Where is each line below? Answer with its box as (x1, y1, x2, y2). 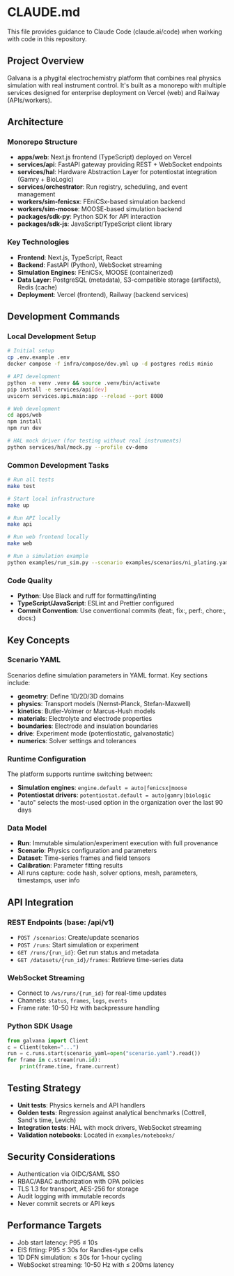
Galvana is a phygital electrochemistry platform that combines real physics (7, 73, 221, 82)
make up (7, 501, 30, 509)
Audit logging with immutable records (17, 1191, 125, 1200)
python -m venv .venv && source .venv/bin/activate (7, 379, 160, 387)
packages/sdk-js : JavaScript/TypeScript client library (17, 220, 173, 228)
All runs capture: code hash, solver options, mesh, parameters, (17, 868, 198, 877)
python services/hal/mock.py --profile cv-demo (7, 443, 148, 451)
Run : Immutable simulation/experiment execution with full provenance (17, 839, 219, 847)
